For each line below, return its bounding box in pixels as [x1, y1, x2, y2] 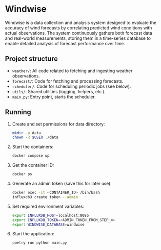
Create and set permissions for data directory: [12, 121, 105, 127]
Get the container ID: [12, 162, 54, 168]
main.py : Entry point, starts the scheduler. [12, 94, 96, 100]
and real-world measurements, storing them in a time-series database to [5, 35, 151, 41]
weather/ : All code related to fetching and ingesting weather [12, 68, 133, 74]
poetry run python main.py [12, 240, 67, 246]
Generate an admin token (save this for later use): [12, 180, 112, 187]
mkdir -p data [12, 130, 41, 135]
